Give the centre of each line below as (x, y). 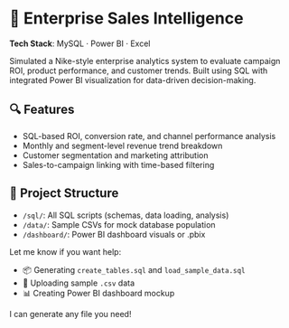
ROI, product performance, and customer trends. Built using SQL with (139, 70)
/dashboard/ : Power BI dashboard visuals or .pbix (114, 234)
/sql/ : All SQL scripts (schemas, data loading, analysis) (126, 215)
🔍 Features (42, 110)
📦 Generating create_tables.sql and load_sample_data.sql (134, 269)
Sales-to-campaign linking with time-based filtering (118, 164)
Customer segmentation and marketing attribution (115, 155)
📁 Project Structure (64, 193)
